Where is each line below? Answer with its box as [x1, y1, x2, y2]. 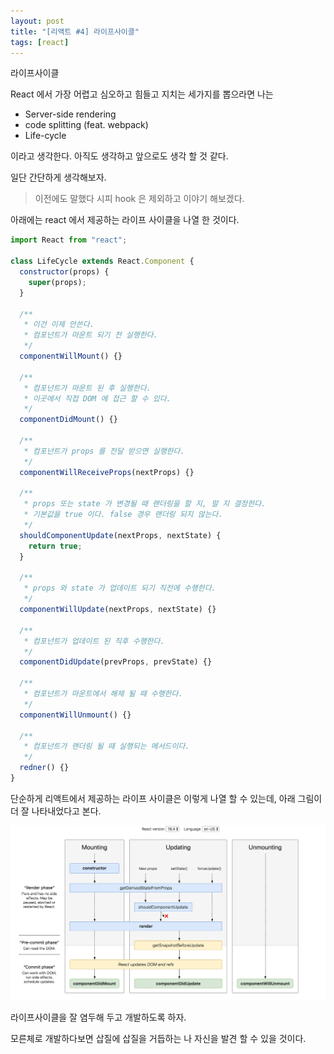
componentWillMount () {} [19, 351, 123, 361]
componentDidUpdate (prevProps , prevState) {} [19, 657, 213, 667]
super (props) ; [28, 277, 87, 287]
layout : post [10, 16, 65, 26]
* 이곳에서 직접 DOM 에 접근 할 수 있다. [23, 393, 172, 404]
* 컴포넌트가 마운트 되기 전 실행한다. [23, 330, 158, 340]
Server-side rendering [24, 108, 117, 120]
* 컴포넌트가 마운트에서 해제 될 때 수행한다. [23, 689, 183, 699]
